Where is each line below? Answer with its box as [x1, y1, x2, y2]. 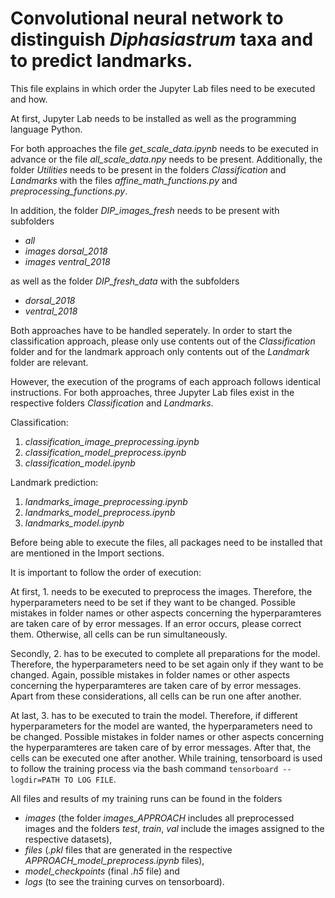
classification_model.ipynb [24, 457, 136, 469]
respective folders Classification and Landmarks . [10, 397, 214, 409]
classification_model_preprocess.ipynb [24, 446, 187, 458]
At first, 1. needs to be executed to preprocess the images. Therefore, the [10, 585, 313, 597]
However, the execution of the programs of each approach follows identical [10, 375, 321, 387]
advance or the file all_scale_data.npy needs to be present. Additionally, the [10, 153, 323, 165]
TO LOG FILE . [63, 773, 117, 785]
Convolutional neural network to [10, 7, 284, 30]
